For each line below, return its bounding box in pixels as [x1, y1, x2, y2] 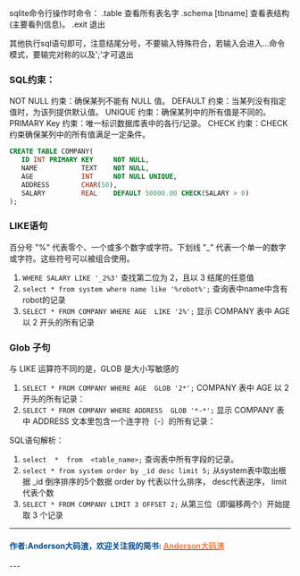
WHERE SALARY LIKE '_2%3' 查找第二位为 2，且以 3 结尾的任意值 [21, 272, 254, 283]
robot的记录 [21, 294, 66, 305]
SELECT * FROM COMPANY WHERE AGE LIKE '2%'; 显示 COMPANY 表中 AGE [21, 305, 290, 316]
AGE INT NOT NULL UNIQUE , [21, 172, 178, 181]
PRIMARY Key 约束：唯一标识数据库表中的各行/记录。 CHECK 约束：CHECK [9, 118, 288, 129]
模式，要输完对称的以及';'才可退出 [9, 49, 134, 60]
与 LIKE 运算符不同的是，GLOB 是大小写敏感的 [9, 363, 179, 374]
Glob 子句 [9, 341, 51, 353]
